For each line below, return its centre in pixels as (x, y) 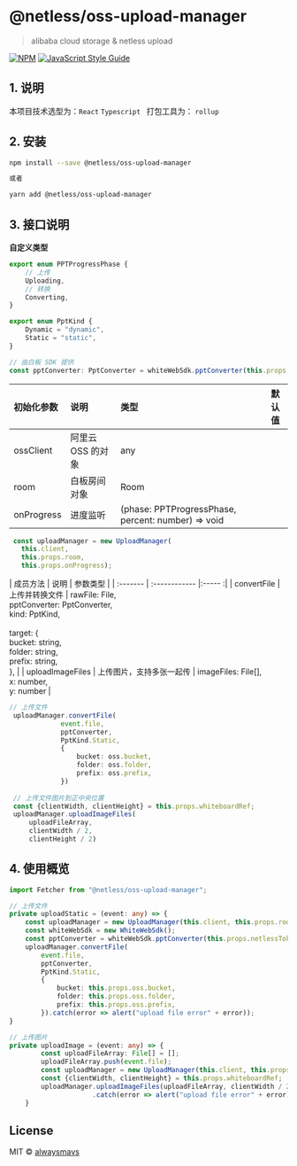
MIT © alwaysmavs (44, 1152)
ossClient (33, 450)
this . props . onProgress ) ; (67, 566)
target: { (24, 633)
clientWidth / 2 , (61, 831)
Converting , (47, 297)
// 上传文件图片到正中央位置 (58, 798)
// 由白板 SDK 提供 (42, 362)
